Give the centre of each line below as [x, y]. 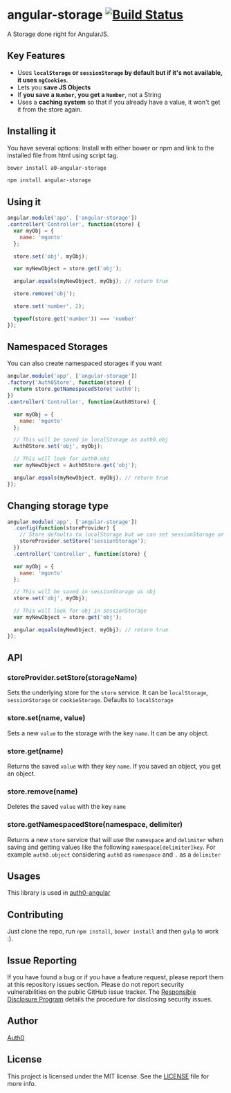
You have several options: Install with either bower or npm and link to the [111, 148]
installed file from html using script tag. [63, 155]
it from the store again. [49, 109]
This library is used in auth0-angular [59, 893]
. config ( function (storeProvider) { [65, 528]
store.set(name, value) [46, 718]
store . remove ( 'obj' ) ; [45, 294]
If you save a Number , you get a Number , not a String [89, 94]
